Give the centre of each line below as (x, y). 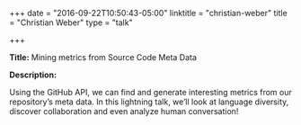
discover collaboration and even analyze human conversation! (124, 111)
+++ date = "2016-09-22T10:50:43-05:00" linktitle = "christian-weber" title (148, 13)
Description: (33, 75)
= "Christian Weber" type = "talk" (71, 22)
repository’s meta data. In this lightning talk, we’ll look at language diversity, (149, 102)
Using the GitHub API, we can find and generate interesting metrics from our (150, 92)
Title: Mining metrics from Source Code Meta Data (103, 57)
